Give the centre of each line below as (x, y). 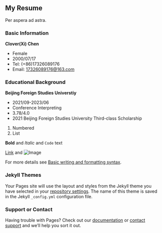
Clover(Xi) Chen (22, 44)
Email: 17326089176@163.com (43, 70)
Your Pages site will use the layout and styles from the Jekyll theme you (79, 186)
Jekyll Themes (23, 175)
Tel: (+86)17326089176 (36, 64)
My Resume (24, 8)
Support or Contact (29, 209)
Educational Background (35, 82)
